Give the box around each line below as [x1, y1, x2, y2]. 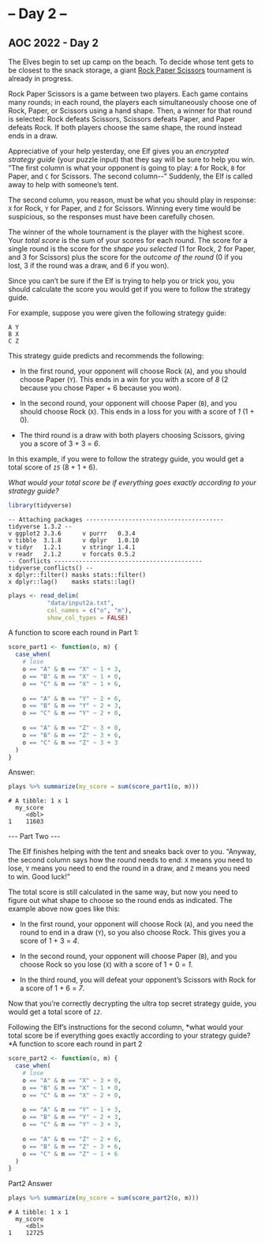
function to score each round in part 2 [19, 1039, 143, 1049]
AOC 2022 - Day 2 [8, 36, 99, 50]
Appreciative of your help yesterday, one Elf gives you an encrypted [8, 147, 229, 155]
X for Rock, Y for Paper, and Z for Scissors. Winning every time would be [8, 204, 241, 213]
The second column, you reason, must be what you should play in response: [8, 195, 256, 204]
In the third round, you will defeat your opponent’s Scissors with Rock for [19, 975, 256, 985]
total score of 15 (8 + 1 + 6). [8, 462, 98, 472]
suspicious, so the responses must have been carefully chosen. [8, 212, 215, 221]
